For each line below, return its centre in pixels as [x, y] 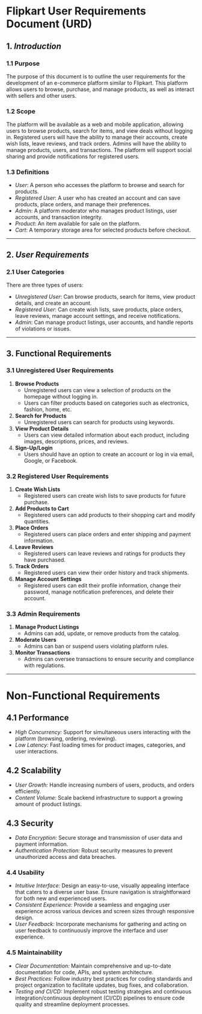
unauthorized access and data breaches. [66, 857]
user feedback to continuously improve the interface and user [91, 931]
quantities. [37, 521]
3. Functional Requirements [59, 353]
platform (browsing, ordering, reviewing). [66, 739]
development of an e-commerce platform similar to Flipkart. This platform [97, 83]
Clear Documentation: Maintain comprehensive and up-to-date [93, 966]
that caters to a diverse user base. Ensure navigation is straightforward [103, 892]
